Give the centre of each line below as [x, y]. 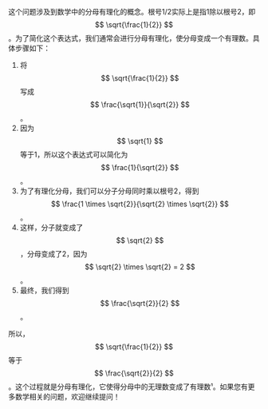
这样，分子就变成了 [51, 227]
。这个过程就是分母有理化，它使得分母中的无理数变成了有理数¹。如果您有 [128, 387]
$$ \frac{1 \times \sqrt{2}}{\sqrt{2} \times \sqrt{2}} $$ [140, 204]
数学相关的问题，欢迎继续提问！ [67, 397]
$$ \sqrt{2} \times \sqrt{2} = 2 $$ [140, 267]
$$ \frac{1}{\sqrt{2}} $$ [140, 167]
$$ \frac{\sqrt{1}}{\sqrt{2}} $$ [140, 105]
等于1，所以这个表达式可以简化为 [74, 155]
